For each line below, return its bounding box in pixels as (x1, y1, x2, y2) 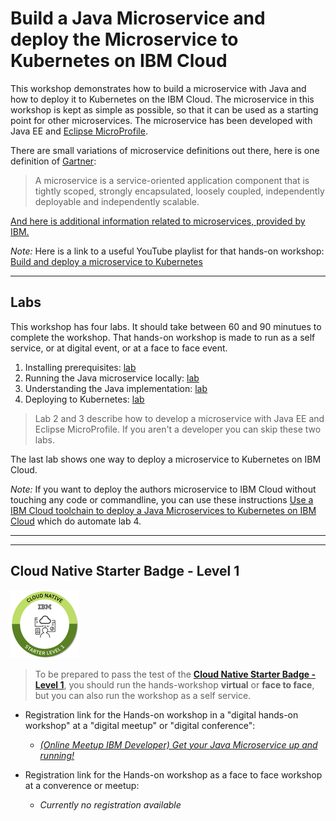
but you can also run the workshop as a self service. (34, 689, 252, 701)
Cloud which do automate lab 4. (10, 515, 142, 527)
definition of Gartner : (10, 155, 97, 167)
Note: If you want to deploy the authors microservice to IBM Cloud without (10, 483, 317, 495)
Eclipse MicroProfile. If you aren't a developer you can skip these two (34, 423, 322, 435)
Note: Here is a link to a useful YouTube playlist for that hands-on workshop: (10, 245, 325, 257)
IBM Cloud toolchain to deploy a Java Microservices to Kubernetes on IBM (10, 504, 317, 516)
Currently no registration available (39, 798, 182, 811)
